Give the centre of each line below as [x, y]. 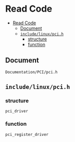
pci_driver [17, 111]
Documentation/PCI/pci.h [31, 72]
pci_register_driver [27, 134]
